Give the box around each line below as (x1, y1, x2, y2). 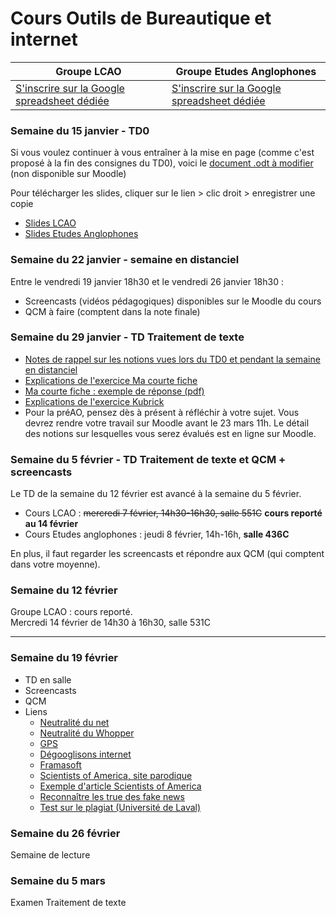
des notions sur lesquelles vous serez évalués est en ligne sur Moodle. (24, 427, 317, 439)
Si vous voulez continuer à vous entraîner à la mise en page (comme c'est (10, 147, 315, 159)
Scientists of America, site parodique (39, 769, 193, 781)
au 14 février (24, 518, 79, 530)
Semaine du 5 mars (10, 873, 106, 887)
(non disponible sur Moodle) (10, 168, 127, 180)
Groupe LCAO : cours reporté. (10, 606, 133, 618)
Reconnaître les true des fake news (39, 790, 185, 802)
